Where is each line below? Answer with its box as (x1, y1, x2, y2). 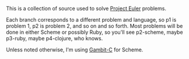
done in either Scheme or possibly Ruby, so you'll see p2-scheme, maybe (6, 29, 183, 36)
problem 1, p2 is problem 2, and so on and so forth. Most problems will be (6, 23, 183, 29)
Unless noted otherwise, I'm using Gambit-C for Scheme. (6, 46, 143, 53)
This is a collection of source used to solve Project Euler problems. (6, 5, 166, 12)
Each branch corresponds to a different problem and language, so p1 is (6, 16, 177, 23)
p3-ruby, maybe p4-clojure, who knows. (6, 35, 103, 41)
